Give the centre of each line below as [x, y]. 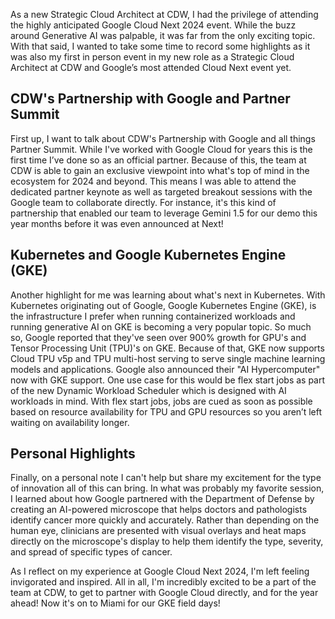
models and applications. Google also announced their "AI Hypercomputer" [165, 369]
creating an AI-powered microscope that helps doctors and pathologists [159, 510]
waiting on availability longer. [70, 422]
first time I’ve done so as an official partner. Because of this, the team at [158, 160]
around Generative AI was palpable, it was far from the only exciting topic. [163, 35]
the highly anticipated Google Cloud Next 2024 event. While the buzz [153, 25]
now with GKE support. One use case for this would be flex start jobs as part [168, 380]
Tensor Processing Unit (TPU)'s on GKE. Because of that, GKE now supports [167, 348]
